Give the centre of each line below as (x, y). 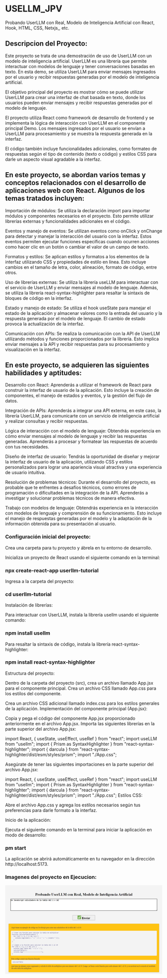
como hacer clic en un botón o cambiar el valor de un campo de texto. (77, 247)
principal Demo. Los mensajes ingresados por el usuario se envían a (75, 128)
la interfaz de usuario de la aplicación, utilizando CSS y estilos (69, 462)
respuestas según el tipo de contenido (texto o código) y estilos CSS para (81, 154)
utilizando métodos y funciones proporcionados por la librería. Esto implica (82, 339)
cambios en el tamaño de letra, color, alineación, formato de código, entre (81, 267)
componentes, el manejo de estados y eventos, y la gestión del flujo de (78, 395)
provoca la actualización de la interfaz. (45, 324)
